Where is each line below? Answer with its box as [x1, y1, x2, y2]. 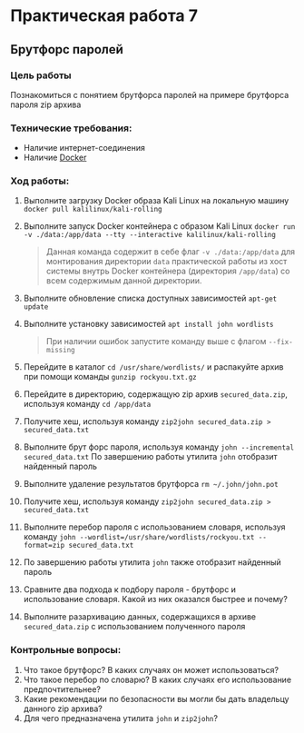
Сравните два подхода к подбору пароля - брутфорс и [23, 584, 237, 595]
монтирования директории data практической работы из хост [45, 256, 288, 267]
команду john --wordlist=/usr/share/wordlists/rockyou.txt [23, 531, 255, 542]
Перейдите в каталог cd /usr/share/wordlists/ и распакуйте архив [23, 362, 284, 372]
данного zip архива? [23, 703, 103, 714]
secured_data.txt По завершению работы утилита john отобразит [23, 451, 278, 462]
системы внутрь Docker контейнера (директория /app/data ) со [45, 265, 290, 277]
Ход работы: [10, 174, 70, 187]
